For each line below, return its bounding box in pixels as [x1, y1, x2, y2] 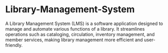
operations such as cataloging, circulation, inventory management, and [5, 31, 155, 37]
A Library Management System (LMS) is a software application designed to [5, 20, 163, 26]
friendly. [5, 42, 23, 48]
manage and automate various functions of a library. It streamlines [5, 25, 145, 32]
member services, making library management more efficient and [5, 37, 143, 43]
